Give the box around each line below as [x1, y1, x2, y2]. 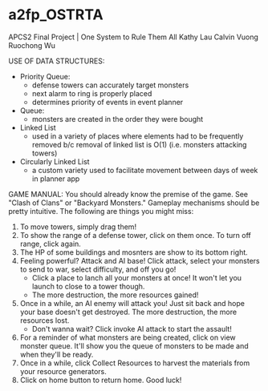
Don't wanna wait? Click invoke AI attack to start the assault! [31, 324, 233, 333]
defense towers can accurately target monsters [31, 80, 189, 90]
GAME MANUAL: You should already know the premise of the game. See [8, 189, 249, 199]
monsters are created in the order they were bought [31, 114, 204, 123]
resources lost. [19, 315, 70, 325]
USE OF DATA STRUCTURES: [8, 56, 105, 66]
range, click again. [19, 239, 82, 248]
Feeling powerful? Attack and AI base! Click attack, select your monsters [19, 256, 261, 265]
